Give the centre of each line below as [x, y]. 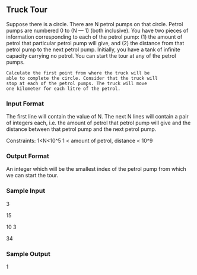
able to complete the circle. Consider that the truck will [82, 78]
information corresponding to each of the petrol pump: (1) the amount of [94, 37]
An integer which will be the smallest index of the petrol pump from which [96, 169]
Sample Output [28, 254]
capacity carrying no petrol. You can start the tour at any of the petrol [91, 55]
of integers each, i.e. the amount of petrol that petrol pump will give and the [99, 123]
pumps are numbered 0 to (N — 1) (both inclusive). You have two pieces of [97, 30]
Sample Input [26, 191]
